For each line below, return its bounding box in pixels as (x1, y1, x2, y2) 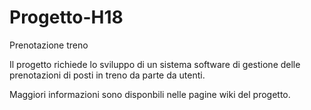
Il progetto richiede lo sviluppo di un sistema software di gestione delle (9, 58, 301, 70)
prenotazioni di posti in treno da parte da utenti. (9, 69, 206, 81)
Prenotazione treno (9, 39, 89, 51)
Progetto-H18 (9, 6, 124, 29)
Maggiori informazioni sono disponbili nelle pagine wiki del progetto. (9, 88, 291, 100)
